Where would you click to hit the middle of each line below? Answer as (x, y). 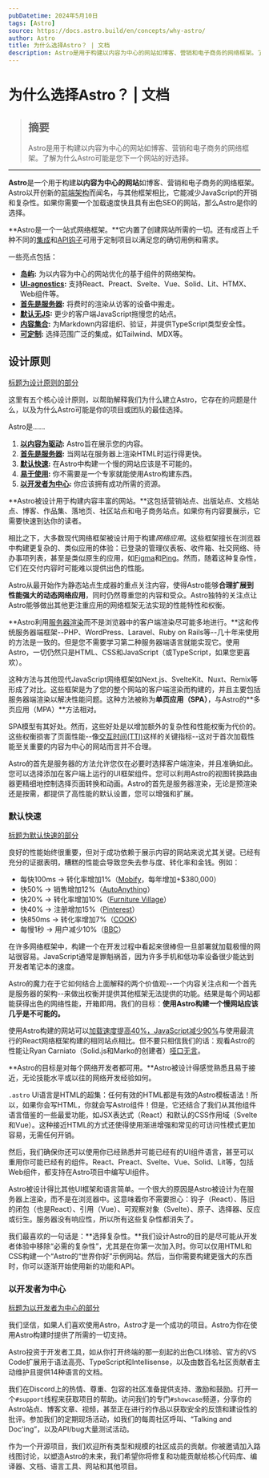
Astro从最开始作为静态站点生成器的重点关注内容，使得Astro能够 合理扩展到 (131, 585)
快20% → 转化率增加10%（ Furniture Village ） (95, 900)
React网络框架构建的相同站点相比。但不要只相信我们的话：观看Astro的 (139, 1041)
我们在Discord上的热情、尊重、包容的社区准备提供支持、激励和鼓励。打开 (130, 1389)
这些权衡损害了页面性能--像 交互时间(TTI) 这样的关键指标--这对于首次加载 (128, 736)
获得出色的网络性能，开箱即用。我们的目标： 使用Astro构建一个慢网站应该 (137, 1004)
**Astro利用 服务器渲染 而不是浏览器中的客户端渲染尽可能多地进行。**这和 (130, 622)
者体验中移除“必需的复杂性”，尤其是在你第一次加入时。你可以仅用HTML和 (130, 1246)
